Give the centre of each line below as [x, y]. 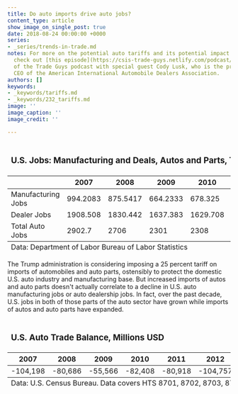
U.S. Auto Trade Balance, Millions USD [88, 337]
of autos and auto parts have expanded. [66, 309]
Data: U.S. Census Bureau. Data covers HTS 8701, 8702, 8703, [117, 383]
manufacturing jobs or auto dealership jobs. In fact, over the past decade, [115, 294]
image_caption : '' [34, 113]
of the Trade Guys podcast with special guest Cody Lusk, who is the [118, 67]
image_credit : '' [33, 119]
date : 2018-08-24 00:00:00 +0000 [57, 34]
